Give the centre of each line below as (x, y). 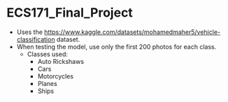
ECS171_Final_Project (70, 13)
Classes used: (47, 54)
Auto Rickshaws (61, 61)
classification (36, 39)
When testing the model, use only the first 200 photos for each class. (116, 46)
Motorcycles (56, 76)
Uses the (30, 32)
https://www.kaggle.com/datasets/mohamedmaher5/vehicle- (133, 32)
